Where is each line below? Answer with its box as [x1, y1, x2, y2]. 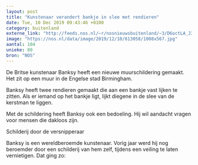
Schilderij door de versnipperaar [6, 128, 84, 135]
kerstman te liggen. [6, 98, 53, 106]
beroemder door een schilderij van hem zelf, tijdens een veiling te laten [6, 146, 179, 153]
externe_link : [6, 31, 41, 37]
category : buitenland [6, 25, 60, 31]
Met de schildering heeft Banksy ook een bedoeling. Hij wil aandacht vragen [6, 110, 192, 117]
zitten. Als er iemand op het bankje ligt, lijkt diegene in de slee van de [6, 93, 175, 100]
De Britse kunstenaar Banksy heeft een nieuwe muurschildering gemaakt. [6, 68, 184, 75]
